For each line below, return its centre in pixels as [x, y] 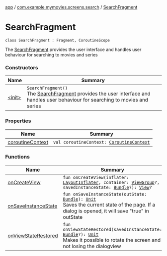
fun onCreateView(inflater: [96, 177]
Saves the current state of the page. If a [109, 205]
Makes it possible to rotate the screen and [112, 240]
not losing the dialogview [92, 246]
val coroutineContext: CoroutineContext [101, 142]
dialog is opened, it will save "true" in [106, 211]
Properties [18, 121]
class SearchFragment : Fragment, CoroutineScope [58, 40]
